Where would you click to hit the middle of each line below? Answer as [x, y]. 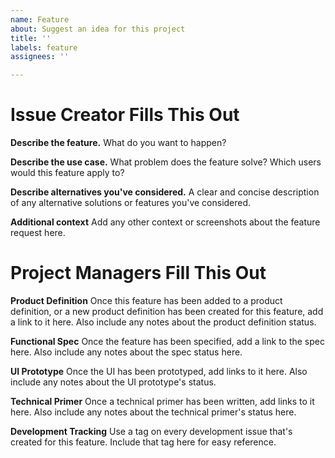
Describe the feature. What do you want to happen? [118, 143]
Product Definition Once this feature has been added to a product [146, 300]
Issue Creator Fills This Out [125, 115]
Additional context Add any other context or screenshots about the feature [165, 222]
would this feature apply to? [67, 173]
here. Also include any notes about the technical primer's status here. [153, 412]
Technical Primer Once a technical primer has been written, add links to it [162, 401]
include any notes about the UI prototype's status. [113, 382]
